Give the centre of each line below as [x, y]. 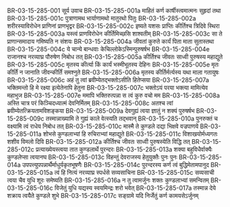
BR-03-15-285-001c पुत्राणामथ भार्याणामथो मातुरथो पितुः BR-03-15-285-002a [102, 18]
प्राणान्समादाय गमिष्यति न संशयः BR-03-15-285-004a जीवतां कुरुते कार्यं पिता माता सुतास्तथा [111, 41]
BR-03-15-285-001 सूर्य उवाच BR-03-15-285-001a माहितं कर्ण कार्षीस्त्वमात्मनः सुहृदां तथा [114, 11]
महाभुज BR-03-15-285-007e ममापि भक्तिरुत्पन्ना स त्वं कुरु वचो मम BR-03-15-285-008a [114, 95]
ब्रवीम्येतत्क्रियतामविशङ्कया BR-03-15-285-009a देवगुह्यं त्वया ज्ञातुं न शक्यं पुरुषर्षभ [101, 111]
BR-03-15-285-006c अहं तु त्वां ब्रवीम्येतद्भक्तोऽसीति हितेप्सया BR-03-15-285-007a [108, 80]
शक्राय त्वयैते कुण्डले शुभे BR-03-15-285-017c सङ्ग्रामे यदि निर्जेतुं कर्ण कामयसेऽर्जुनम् [103, 196]
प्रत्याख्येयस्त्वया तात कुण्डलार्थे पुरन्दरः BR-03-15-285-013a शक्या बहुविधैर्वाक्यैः [124, 149]
